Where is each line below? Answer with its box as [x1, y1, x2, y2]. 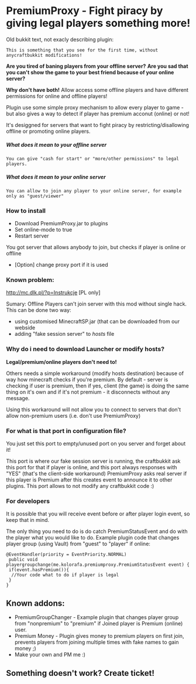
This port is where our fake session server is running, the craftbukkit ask [6, 458, 181, 465]
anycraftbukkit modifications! [6, 52, 82, 58]
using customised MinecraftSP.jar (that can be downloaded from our [14, 318, 180, 325]
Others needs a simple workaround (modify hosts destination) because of [6, 370, 184, 377]
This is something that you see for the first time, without [6, 47, 159, 53]
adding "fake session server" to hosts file [14, 331, 115, 338]
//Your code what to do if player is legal [11, 572, 119, 578]
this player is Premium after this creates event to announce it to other [6, 476, 173, 483]
